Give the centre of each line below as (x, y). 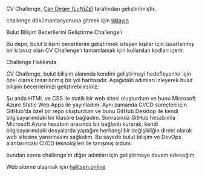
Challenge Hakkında (31, 62)
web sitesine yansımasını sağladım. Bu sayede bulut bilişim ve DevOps (94, 137)
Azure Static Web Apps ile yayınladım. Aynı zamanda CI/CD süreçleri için (97, 105)
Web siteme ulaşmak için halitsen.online (56, 167)
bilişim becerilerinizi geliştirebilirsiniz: (53, 86)
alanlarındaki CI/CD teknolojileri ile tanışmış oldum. (69, 143)
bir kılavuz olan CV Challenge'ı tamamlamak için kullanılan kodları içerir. (95, 50)
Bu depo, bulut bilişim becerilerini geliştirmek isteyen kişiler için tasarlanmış (100, 44)
